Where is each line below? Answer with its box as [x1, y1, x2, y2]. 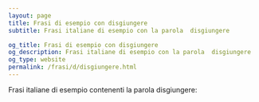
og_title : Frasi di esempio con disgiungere [8, 41, 159, 49]
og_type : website [8, 56, 66, 64]
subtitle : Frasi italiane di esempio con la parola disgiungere [8, 26, 230, 34]
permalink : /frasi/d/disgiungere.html [8, 63, 137, 72]
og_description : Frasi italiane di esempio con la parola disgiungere [8, 49, 251, 57]
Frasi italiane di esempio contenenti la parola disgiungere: [8, 84, 198, 94]
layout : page [8, 11, 52, 20]
